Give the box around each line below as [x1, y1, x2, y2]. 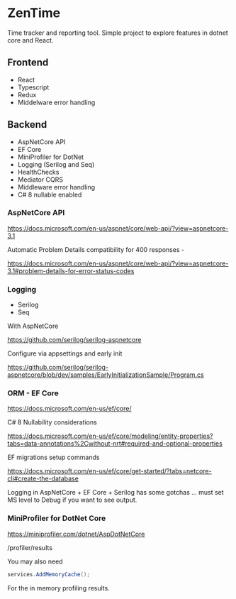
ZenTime [7, 5, 61, 21]
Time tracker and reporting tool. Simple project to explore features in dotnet [7, 28, 228, 37]
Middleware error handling [17, 182, 96, 191]
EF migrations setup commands [7, 453, 100, 462]
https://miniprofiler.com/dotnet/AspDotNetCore [7, 529, 145, 538]
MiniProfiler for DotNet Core [7, 513, 106, 523]
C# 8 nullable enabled [17, 190, 82, 199]
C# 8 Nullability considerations [7, 418, 97, 427]
